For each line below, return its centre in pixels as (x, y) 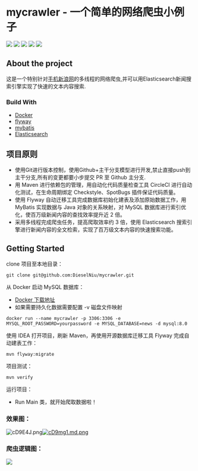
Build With (21, 102)
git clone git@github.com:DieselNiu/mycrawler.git (70, 275)
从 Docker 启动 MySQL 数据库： (45, 287)
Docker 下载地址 (35, 300)
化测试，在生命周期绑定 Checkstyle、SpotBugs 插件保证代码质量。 (97, 192)
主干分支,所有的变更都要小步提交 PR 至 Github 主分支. (80, 177)
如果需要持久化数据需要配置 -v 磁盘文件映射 (68, 307)
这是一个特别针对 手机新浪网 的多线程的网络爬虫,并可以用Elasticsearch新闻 (96, 79)
